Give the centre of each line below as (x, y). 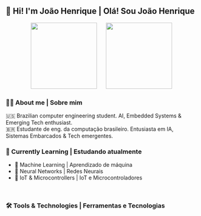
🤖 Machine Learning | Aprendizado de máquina (73, 165)
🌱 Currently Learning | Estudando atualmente (74, 152)
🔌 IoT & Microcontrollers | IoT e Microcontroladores (78, 178)
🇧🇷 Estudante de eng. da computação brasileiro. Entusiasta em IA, (90, 129)
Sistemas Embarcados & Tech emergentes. (60, 136)
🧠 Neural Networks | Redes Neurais (59, 172)
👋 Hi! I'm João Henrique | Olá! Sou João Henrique (100, 11)
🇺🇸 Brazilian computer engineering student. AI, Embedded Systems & (94, 116)
